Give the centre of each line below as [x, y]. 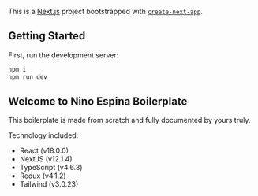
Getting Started [47, 36]
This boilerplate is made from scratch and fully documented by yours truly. [129, 120]
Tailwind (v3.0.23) [49, 184]
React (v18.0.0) [44, 151]
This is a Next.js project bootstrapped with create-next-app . [106, 11]
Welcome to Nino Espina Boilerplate [98, 101]
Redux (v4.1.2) [43, 176]
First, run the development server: [64, 55]
